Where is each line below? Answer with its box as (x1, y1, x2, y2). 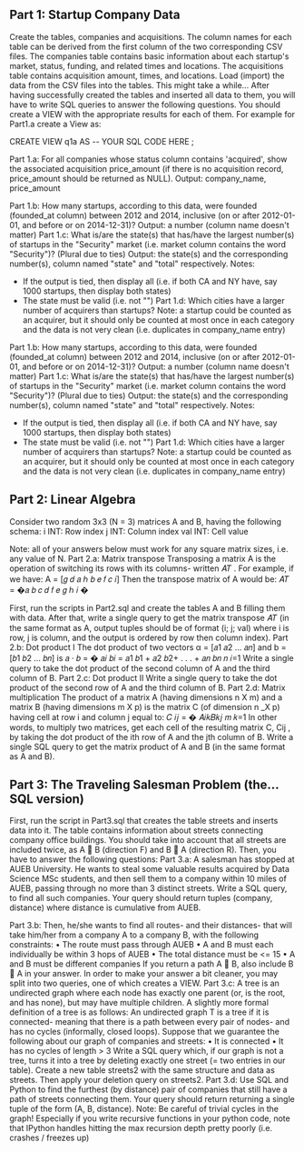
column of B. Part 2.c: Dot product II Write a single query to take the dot (9, 672, 278, 683)
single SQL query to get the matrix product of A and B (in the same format (9, 741, 286, 752)
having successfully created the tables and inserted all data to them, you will (9, 89, 296, 100)
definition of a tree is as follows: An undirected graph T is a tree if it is (9, 1007, 270, 1017)
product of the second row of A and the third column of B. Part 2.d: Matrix (9, 682, 286, 693)
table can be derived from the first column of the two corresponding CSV (9, 41, 283, 52)
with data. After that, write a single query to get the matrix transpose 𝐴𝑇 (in (9, 612, 289, 623)
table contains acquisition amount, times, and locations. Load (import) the (9, 70, 285, 81)
